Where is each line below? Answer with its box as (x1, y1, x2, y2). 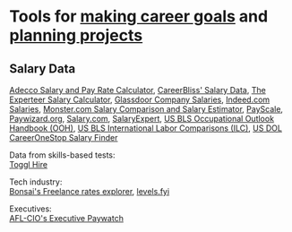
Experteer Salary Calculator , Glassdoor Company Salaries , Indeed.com (9, 94, 271, 105)
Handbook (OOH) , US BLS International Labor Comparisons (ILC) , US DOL (9, 123, 282, 133)
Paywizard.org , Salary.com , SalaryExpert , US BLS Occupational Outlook (9, 114, 275, 124)
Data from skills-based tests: (9, 150, 116, 160)
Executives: (9, 203, 52, 214)
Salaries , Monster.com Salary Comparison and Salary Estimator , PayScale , (9, 104, 284, 114)
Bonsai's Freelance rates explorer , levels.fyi (9, 186, 170, 196)
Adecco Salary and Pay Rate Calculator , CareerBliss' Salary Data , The (9, 85, 266, 95)
